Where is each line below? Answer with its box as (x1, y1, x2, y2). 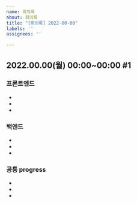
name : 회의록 (6, 8, 35, 15)
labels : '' (6, 25, 34, 32)
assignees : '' (6, 31, 42, 37)
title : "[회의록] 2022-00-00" (6, 20, 78, 26)
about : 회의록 (6, 14, 38, 20)
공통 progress (6, 166, 46, 174)
